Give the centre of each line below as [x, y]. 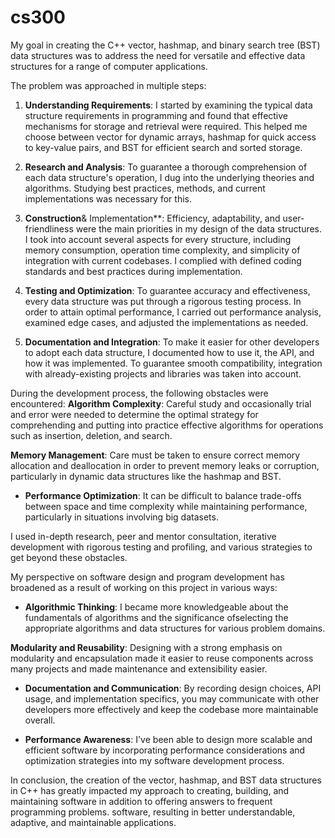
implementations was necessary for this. [108, 198]
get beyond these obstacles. [69, 557]
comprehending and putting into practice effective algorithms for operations [167, 425]
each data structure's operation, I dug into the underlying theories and [169, 177]
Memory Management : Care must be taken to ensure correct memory [155, 455]
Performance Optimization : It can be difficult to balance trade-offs [163, 495]
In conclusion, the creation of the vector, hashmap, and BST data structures [166, 780]
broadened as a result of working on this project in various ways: [144, 587]
